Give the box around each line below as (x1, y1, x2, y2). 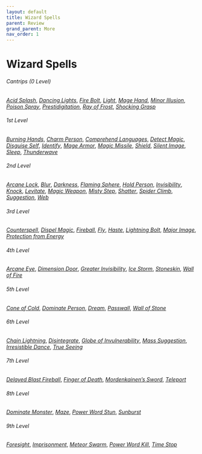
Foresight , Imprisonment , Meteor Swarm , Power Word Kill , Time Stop (6, 441, 177, 448)
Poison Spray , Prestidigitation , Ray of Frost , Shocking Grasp (6, 103, 156, 110)
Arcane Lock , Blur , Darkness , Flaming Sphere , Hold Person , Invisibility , (6, 181, 183, 188)
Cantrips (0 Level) (6, 77, 51, 85)
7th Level (6, 357, 29, 365)
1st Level (6, 117, 28, 124)
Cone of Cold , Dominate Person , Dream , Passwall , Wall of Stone (6, 304, 166, 311)
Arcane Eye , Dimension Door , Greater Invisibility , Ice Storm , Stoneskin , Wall (6, 265, 194, 273)
